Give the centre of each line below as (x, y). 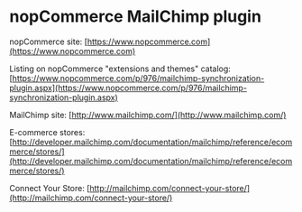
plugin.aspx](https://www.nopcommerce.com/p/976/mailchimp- (128, 88)
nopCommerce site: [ (49, 41)
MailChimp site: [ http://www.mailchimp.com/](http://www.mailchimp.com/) (148, 115)
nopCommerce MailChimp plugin (135, 17)
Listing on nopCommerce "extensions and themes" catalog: (120, 69)
